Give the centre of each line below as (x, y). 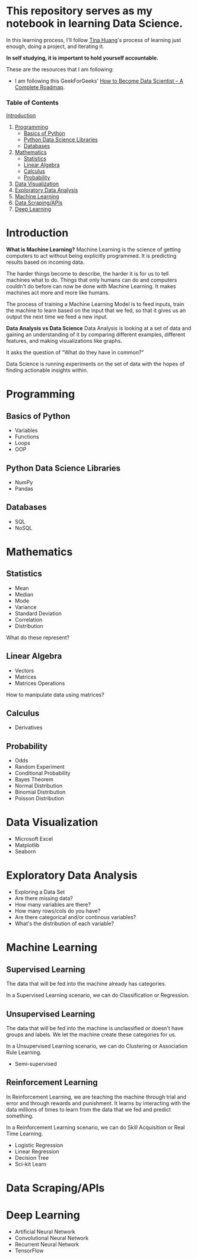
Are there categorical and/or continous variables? (75, 917)
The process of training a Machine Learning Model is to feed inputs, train (95, 304)
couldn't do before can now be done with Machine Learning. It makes (91, 286)
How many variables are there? (53, 905)
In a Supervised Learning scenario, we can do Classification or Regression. (98, 995)
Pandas (24, 488)
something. (20, 1116)
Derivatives (28, 728)
